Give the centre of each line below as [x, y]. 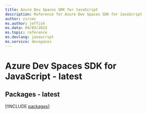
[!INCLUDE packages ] [27, 106]
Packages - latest [33, 95]
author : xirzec [21, 19]
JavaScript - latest [44, 76]
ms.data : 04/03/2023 [26, 28]
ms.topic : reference [26, 32]
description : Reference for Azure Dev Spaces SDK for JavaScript [73, 14]
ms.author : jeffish [25, 23]
